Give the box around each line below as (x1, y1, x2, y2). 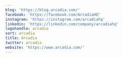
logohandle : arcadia (5, 26, 49, 31)
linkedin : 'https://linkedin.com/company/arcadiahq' (5, 21, 119, 27)
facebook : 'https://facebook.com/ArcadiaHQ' (5, 12, 101, 17)
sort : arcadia (5, 31, 35, 36)
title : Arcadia (5, 36, 37, 41)
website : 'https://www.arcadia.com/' (5, 45, 85, 50)
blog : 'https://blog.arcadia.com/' (5, 7, 80, 13)
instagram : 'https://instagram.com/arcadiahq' (5, 17, 105, 22)
